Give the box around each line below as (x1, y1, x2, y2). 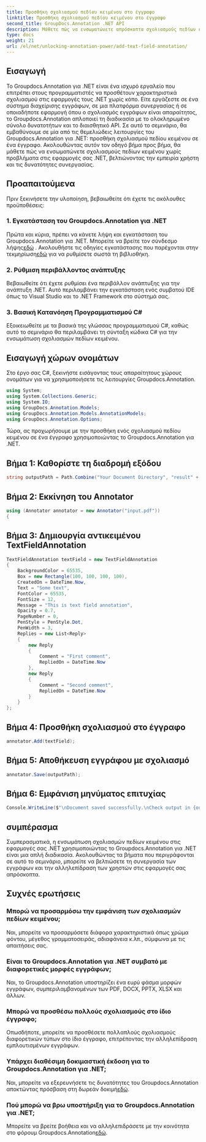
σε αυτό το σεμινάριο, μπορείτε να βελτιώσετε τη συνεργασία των (6, 858, 177, 865)
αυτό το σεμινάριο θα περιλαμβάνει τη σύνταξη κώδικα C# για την (6, 328, 178, 336)
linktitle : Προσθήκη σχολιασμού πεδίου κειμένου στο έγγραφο (6, 15, 166, 21)
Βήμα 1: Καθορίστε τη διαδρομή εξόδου (6, 458, 161, 468)
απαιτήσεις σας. (6, 942, 48, 949)
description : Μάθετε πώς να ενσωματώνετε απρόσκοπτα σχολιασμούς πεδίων (6, 26, 196, 33)
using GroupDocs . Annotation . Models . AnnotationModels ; (6, 410, 147, 417)
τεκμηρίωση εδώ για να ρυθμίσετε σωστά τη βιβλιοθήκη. (6, 250, 150, 258)
